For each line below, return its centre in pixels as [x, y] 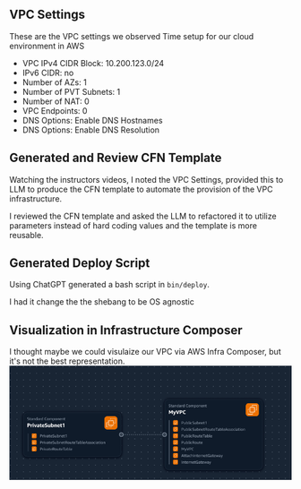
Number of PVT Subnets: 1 [71, 91]
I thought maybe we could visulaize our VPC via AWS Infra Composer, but [145, 352]
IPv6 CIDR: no [48, 73]
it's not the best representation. [67, 361]
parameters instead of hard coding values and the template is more [133, 225]
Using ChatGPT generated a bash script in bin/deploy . [110, 285]
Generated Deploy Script [80, 263]
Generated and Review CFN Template [116, 158]
